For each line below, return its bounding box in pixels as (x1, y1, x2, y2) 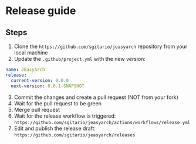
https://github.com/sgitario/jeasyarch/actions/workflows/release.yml (13, 119, 191, 125)
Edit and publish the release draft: (13, 125, 96, 132)
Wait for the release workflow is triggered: (13, 112, 116, 119)
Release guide (5, 4, 76, 18)
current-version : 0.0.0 (11, 77, 69, 83)
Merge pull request (13, 106, 60, 113)
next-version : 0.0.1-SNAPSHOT (11, 83, 85, 89)
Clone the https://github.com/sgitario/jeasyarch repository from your (13, 43, 188, 50)
